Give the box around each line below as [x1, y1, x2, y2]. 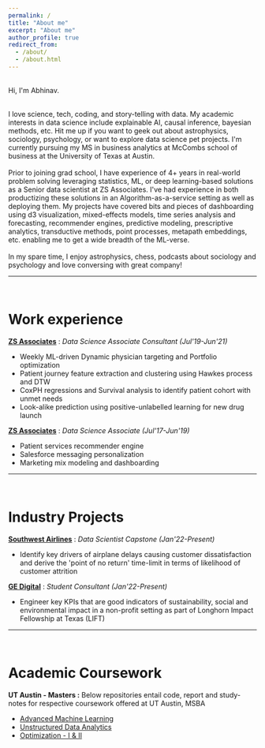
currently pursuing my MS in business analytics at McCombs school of [8, 143, 238, 152]
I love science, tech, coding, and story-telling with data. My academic [8, 109, 234, 118]
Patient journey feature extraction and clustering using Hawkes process [19, 368, 253, 378]
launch [19, 410, 42, 420]
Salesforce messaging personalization [19, 449, 144, 458]
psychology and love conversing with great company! [8, 260, 183, 269]
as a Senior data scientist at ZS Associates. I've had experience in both [8, 185, 239, 194]
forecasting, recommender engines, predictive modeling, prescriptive [8, 218, 233, 227]
